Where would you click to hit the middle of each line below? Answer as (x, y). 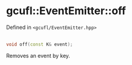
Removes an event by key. (38, 56)
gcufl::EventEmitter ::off (66, 11)
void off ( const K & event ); (40, 44)
